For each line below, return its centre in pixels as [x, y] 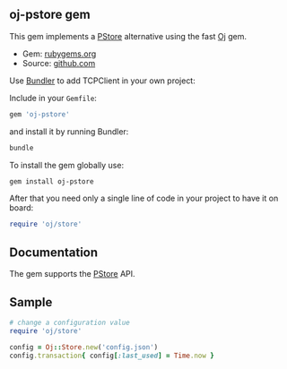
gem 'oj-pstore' [39, 114]
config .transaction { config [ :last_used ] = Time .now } [112, 356]
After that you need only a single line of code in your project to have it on [144, 198]
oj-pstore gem [50, 15]
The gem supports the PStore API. [73, 274]
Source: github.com [59, 63]
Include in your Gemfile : [53, 98]
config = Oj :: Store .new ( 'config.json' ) [84, 347]
